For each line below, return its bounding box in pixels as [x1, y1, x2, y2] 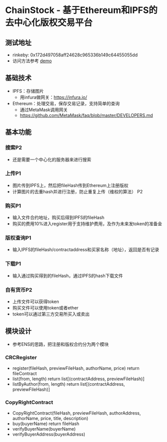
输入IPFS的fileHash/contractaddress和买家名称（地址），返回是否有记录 [12, 247, 160, 253]
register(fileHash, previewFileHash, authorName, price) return [12, 365, 140, 371]
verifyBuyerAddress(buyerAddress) [12, 432, 86, 438]
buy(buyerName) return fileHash [12, 421, 80, 427]
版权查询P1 [5, 235, 31, 242]
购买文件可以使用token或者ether [12, 304, 79, 310]
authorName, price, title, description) [12, 416, 89, 422]
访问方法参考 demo [12, 58, 52, 64]
